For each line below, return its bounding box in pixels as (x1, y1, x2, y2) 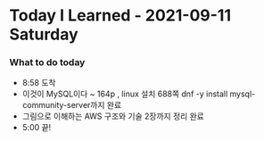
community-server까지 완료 (21, 100, 122, 111)
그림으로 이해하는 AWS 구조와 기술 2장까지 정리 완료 (21, 111, 205, 121)
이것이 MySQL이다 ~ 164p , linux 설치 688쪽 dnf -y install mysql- (21, 88, 256, 99)
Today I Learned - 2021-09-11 (9, 5, 232, 26)
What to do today (9, 56, 86, 69)
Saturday (9, 24, 78, 45)
